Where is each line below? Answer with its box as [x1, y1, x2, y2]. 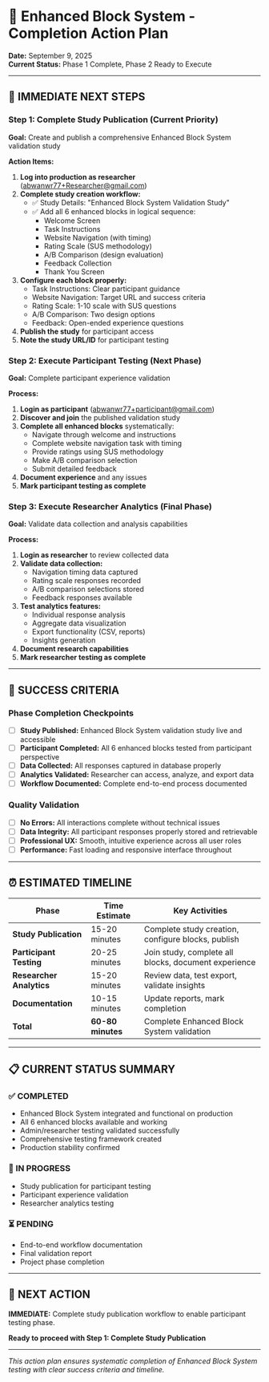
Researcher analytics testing [19, 1198, 114, 1208]
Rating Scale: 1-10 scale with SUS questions [31, 301, 177, 310]
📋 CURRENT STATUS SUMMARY [8, 1062, 176, 1076]
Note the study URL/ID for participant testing [19, 334, 170, 344]
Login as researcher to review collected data [19, 550, 170, 560]
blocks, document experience [143, 956, 256, 967]
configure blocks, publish [143, 934, 239, 945]
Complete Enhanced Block [143, 1015, 244, 1027]
